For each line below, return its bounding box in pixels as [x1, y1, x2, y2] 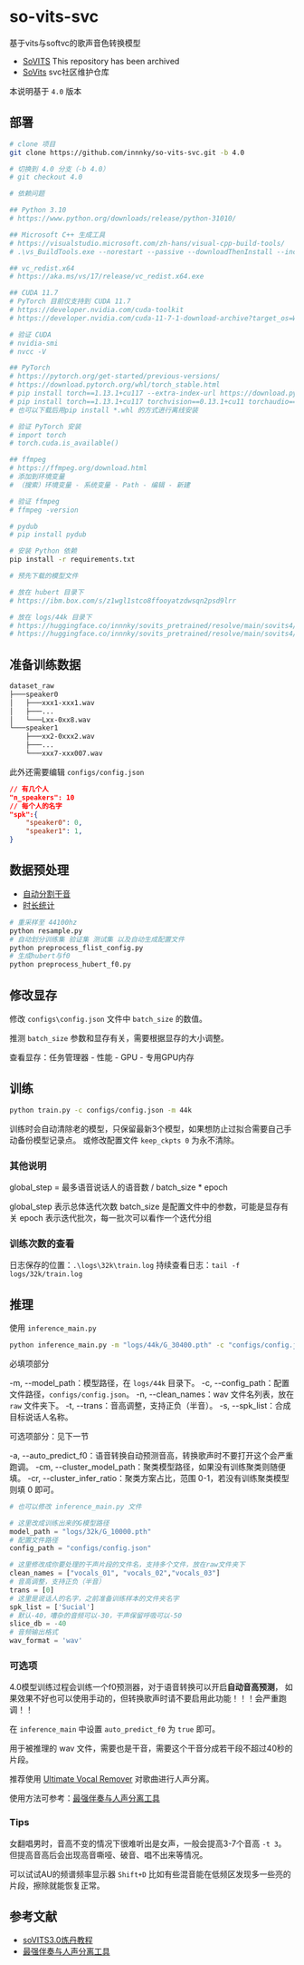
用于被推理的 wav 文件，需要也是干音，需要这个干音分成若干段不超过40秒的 [9, 1743, 293, 1754]
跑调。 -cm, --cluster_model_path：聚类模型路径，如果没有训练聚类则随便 [9, 1461, 287, 1472]
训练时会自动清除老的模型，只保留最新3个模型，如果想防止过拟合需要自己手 [9, 1123, 292, 1134]
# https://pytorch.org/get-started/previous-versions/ [9, 372, 221, 381]
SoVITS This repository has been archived [22, 55, 180, 66]
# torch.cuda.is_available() [9, 438, 119, 448]
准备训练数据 [9, 656, 81, 673]
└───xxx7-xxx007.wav [25, 749, 103, 759]
